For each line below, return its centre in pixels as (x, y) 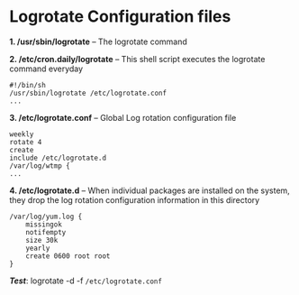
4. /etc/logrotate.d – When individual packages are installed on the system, (149, 190)
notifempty (46, 232)
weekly (22, 134)
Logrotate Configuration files (120, 17)
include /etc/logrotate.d (58, 158)
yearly (38, 248)
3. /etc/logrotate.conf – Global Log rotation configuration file (123, 117)
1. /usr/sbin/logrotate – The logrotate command (98, 41)
